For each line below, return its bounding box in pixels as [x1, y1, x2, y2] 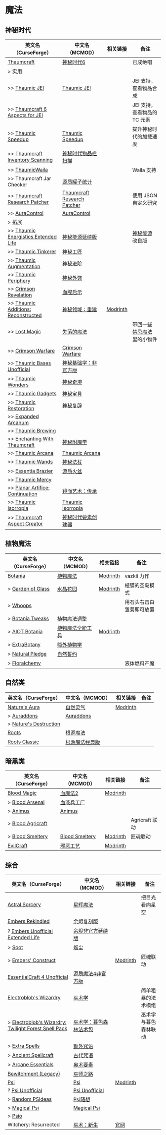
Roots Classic [7, 738, 40, 745]
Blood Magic [7, 789, 37, 796]
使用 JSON [132, 192, 157, 199]
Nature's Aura [7, 704, 40, 711]
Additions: [7, 306, 31, 312]
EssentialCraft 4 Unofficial [7, 974, 68, 981]
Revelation [7, 292, 32, 298]
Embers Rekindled [7, 918, 50, 925]
